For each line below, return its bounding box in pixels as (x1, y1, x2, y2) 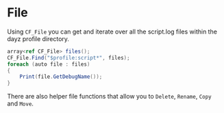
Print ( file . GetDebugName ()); (19, 73, 103, 80)
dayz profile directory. (7, 34, 70, 42)
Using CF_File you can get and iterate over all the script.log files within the (7, 27, 218, 36)
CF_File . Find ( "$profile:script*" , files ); (7, 54, 130, 61)
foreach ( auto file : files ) (7, 60, 90, 68)
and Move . (7, 99, 34, 108)
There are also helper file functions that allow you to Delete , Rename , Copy (7, 92, 212, 101)
